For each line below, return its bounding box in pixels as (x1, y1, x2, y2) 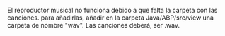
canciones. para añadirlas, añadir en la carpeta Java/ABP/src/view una (7, 13, 214, 22)
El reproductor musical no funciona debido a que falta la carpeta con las (7, 6, 218, 14)
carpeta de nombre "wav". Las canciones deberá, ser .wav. (7, 21, 180, 29)
